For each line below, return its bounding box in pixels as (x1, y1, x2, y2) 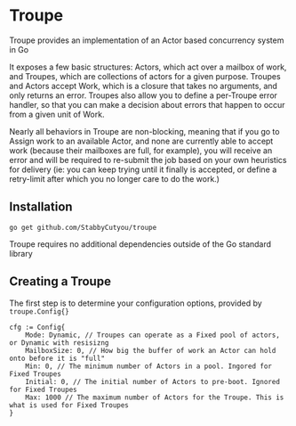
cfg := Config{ (9, 323, 66, 332)
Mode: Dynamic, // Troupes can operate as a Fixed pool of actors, (25, 331, 280, 340)
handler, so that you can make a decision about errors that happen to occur (9, 99, 286, 110)
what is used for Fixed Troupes (9, 400, 129, 410)
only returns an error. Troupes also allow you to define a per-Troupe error (9, 90, 278, 101)
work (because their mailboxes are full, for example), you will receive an (9, 144, 273, 156)
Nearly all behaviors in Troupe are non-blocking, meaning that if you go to (9, 126, 280, 136)
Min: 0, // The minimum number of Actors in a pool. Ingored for (25, 362, 273, 371)
